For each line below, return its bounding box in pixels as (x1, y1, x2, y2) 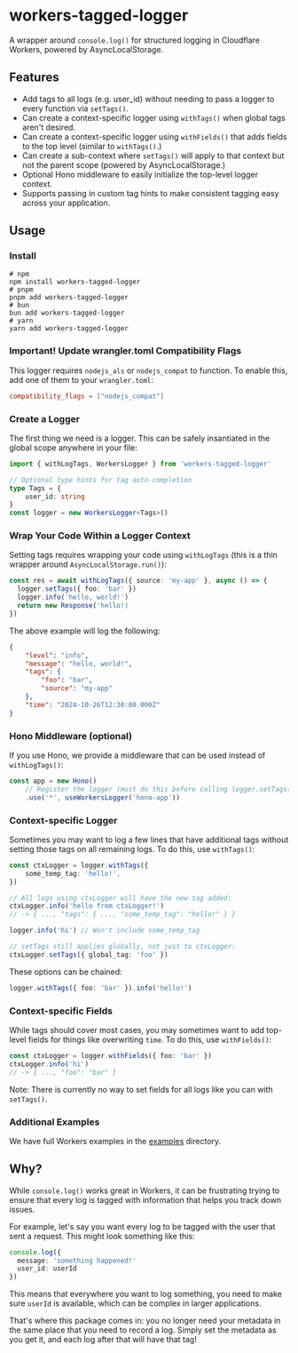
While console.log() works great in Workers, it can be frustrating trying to (9, 1185, 280, 1196)
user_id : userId (17, 1264, 77, 1273)
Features (9, 70, 59, 85)
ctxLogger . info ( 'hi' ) (9, 1059, 90, 1069)
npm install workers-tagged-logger (9, 277, 141, 287)
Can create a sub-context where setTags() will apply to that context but (21, 150, 285, 161)
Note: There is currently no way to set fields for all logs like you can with (9, 1084, 273, 1094)
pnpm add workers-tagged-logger (9, 293, 129, 302)
